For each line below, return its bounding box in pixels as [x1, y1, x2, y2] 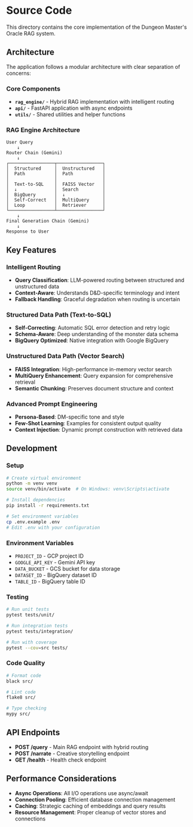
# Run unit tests [6, 606, 50, 612]
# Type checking [6, 705, 47, 711]
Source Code [6, 4, 72, 17]
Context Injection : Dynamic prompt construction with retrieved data [14, 426, 183, 433]
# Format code [6, 672, 42, 678]
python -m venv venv [6, 480, 58, 486]
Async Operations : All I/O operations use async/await [14, 789, 148, 796]
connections [14, 815, 46, 822]
